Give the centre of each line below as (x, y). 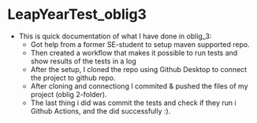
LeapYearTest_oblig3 (77, 14)
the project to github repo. (73, 78)
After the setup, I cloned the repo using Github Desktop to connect (139, 69)
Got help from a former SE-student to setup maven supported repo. (140, 44)
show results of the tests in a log (84, 61)
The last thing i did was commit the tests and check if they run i (134, 103)
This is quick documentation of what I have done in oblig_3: (115, 36)
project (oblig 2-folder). (69, 94)
